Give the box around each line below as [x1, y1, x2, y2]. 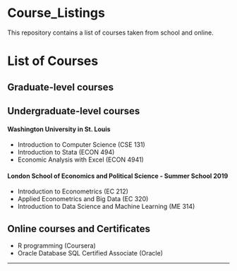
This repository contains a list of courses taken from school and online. [7, 28, 214, 37]
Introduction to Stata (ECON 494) [17, 148, 115, 157]
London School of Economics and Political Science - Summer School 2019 [7, 171, 229, 180]
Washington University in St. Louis [7, 125, 111, 133]
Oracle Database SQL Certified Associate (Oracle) [17, 249, 164, 258]
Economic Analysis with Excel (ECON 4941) [17, 155, 145, 164]
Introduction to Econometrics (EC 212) [17, 187, 129, 195]
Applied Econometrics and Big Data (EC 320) [17, 195, 149, 203]
